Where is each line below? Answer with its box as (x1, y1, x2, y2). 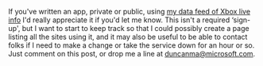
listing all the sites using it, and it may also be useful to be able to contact (8, 32, 248, 41)
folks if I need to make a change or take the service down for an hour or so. (8, 41, 255, 50)
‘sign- (231, 15, 251, 25)
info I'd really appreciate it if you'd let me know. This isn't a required (8, 15, 230, 25)
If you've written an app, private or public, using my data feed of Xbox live (8, 7, 251, 16)
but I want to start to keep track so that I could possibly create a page (21, 24, 249, 33)
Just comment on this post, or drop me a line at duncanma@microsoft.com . (8, 49, 256, 58)
